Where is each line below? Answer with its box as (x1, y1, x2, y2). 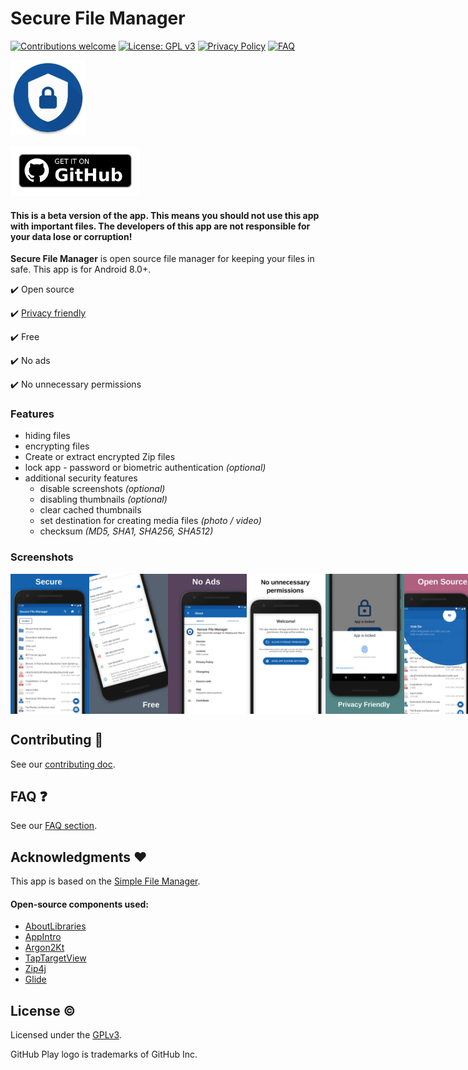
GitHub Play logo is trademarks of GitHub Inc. (10, 1048, 198, 1061)
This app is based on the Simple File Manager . (10, 875, 201, 887)
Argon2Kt (24, 942, 65, 954)
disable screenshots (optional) (39, 483, 166, 495)
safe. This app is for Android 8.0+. (10, 263, 152, 276)
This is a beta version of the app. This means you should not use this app (10, 209, 320, 221)
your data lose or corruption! (10, 230, 133, 242)
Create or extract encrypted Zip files (24, 451, 176, 463)
